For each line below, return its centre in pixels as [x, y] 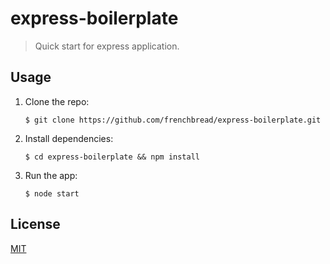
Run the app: [51, 175]
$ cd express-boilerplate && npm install [112, 157]
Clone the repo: [57, 101]
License [35, 224]
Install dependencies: [69, 138]
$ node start [52, 193]
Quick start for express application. [107, 46]
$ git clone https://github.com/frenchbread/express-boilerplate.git [173, 120]
